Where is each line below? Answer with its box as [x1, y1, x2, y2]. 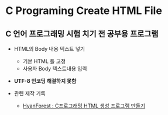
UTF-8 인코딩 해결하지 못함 [13, 78, 77, 84]
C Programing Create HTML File [5, 4, 162, 18]
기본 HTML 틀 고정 [22, 58, 66, 65]
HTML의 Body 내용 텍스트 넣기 [13, 46, 85, 52]
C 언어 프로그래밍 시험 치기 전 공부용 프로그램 [5, 29, 159, 39]
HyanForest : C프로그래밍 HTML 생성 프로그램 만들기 [22, 102, 146, 109]
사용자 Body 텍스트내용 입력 [22, 65, 87, 72]
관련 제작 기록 [13, 90, 46, 97]
